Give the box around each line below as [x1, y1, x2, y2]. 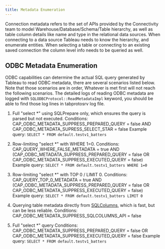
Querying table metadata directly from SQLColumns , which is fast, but [12, 202, 155, 208]
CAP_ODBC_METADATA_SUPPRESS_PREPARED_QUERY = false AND [12, 121, 152, 127]
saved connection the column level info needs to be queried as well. [5, 47, 144, 53]
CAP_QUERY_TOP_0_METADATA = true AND [12, 177, 102, 183]
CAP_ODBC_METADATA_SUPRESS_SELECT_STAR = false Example [12, 126, 147, 132]
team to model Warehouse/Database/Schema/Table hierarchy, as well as [5, 26, 153, 32]
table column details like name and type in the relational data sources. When [5, 31, 161, 37]
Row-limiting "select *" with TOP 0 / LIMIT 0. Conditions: [12, 172, 127, 178]
